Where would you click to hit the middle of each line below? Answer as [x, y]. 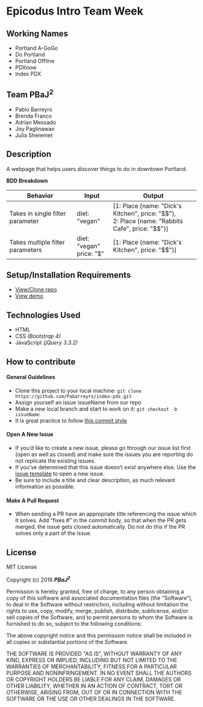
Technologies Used [43, 315]
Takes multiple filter [37, 242]
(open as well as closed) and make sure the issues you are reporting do [104, 454]
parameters [26, 250]
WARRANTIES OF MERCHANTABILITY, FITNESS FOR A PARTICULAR [92, 666]
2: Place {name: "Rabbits [148, 221]
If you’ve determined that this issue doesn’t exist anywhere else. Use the [105, 467]
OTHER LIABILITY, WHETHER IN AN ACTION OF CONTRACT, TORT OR [94, 686]
